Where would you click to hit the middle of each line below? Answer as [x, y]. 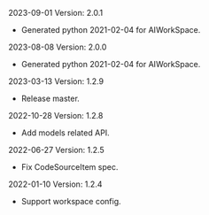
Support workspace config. [71, 201]
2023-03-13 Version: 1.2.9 [56, 81]
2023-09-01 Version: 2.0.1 [56, 13]
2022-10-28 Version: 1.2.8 [56, 115]
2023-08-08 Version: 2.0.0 [58, 47]
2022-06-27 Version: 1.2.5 [56, 150]
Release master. [50, 98]
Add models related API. [65, 133]
